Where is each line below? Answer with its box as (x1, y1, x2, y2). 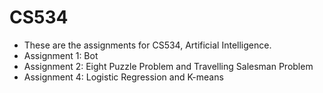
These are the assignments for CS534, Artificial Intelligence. (23, 39, 272, 51)
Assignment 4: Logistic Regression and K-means (23, 71, 224, 83)
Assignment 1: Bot (23, 49, 99, 61)
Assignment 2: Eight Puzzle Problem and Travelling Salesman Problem (23, 60, 314, 72)
